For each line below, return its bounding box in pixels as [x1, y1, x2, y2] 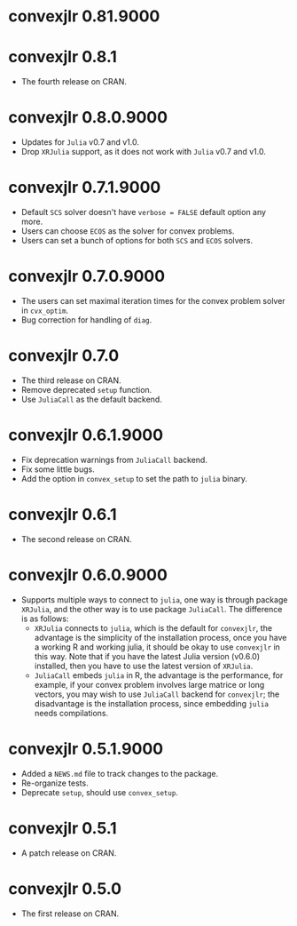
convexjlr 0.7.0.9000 [8, 267, 166, 286]
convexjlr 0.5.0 [8, 878, 121, 898]
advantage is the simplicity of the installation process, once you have [34, 632, 287, 643]
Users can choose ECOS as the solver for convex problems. [20, 226, 235, 236]
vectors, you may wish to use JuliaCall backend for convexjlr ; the [34, 689, 280, 699]
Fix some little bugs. [20, 464, 95, 475]
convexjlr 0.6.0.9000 [8, 564, 168, 585]
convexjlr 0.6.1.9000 [8, 425, 164, 445]
